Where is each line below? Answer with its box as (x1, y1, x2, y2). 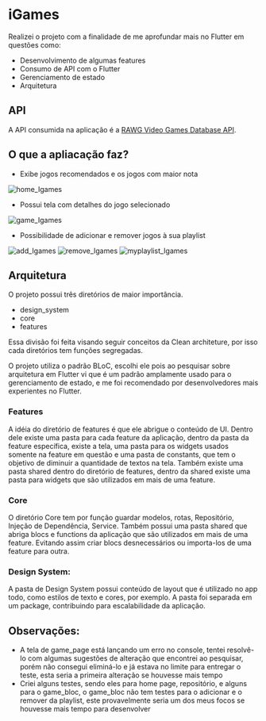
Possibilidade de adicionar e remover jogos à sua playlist (19, 230, 206, 240)
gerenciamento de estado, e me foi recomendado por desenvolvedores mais (8, 378, 259, 388)
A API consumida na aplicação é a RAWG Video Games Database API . (8, 125, 237, 134)
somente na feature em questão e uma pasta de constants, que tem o (8, 450, 236, 459)
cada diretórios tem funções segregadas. (8, 346, 143, 355)
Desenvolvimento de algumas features (19, 56, 146, 65)
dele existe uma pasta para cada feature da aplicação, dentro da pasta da (8, 432, 249, 442)
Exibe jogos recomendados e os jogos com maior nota (19, 169, 199, 178)
